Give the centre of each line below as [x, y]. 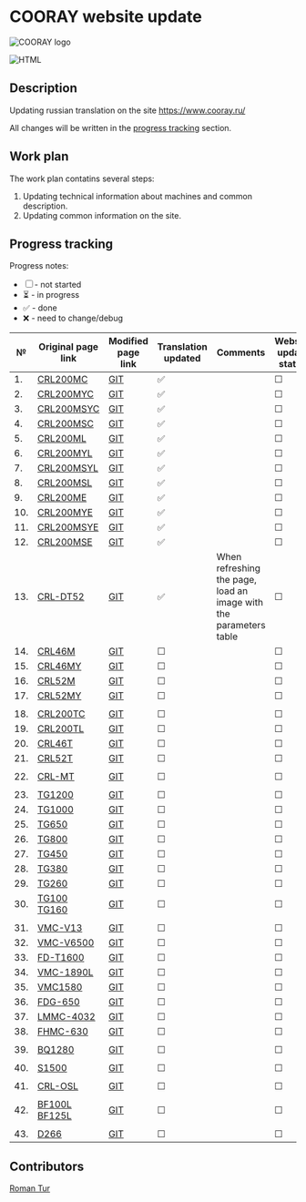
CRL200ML [62, 439]
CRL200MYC [66, 394]
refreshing [239, 568]
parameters [241, 626]
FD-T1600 [61, 958]
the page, [237, 580]
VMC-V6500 [66, 942]
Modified [128, 341]
